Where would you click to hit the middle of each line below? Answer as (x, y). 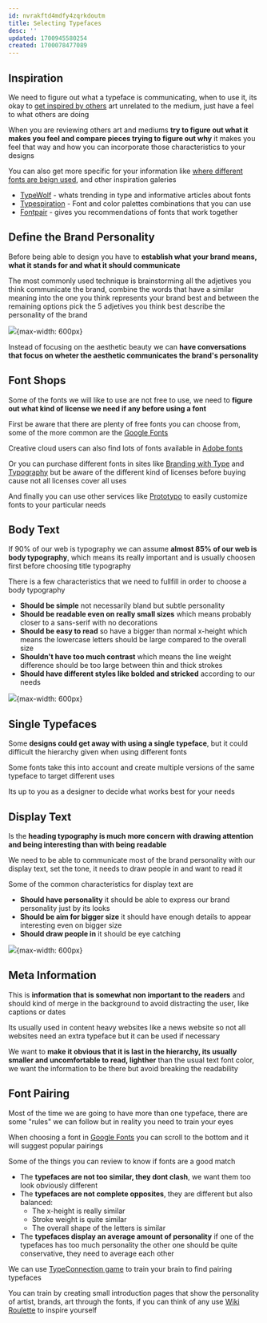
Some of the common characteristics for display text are (101, 884)
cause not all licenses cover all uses (68, 480)
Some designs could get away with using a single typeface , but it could (128, 743)
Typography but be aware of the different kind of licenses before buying (127, 472)
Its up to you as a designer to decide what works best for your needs (122, 791)
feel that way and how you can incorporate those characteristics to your (127, 147)
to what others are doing (49, 114)
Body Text (34, 530)
